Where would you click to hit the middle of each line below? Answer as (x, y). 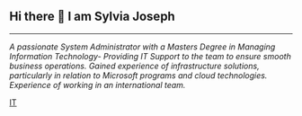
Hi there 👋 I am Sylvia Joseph (92, 17)
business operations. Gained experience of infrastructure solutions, (134, 66)
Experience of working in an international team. (98, 85)
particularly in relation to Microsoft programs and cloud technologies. (138, 75)
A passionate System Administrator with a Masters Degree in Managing (142, 47)
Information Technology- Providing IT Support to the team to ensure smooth (151, 56)
